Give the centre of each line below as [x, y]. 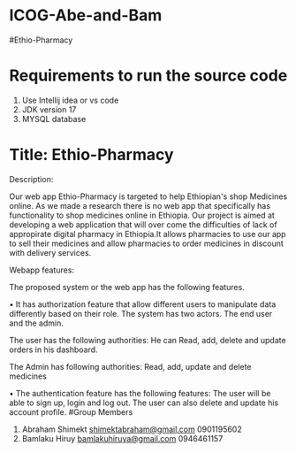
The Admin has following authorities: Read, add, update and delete [130, 366]
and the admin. [36, 323]
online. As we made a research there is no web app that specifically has [140, 205]
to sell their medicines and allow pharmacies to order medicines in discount [147, 243]
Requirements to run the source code [148, 76]
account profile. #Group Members [71, 411]
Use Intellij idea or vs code [70, 100]
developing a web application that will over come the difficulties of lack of [143, 224]
